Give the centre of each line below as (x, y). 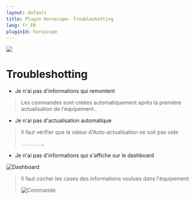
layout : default (26, 13)
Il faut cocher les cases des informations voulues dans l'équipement (105, 179)
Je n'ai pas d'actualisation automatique (63, 120)
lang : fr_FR (21, 25)
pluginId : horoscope (32, 32)
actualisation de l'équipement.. (59, 109)
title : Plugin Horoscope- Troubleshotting (60, 19)
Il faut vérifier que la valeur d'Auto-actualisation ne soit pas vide (99, 132)
